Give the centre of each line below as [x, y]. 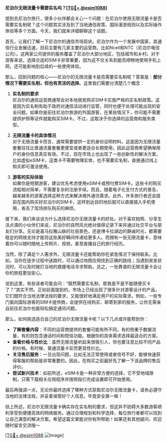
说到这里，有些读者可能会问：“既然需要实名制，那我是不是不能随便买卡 [78, 283]
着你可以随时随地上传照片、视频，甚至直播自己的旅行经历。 [66, 244]
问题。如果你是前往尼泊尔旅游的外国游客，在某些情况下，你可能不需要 [88, 112]
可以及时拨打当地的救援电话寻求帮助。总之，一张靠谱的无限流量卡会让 [90, 267]
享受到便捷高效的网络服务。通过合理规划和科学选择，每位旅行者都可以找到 [85, 413]
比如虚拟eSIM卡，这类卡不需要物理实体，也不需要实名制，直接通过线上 [85, 160]
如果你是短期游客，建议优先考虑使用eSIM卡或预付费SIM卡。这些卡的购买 [87, 183]
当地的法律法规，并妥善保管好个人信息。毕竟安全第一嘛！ [64, 396]
